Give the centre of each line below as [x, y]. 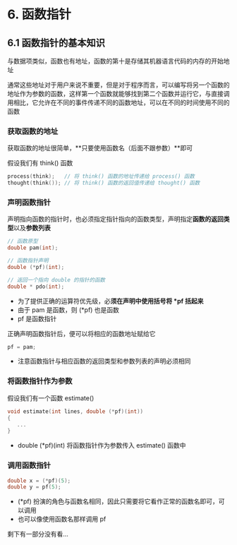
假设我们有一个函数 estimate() [51, 398]
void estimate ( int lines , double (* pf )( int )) [75, 411]
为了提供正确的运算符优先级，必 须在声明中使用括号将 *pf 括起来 [110, 301]
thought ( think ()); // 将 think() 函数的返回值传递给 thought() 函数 [104, 183]
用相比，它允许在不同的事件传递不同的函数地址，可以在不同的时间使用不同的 [119, 102]
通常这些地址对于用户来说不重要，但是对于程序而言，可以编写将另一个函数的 [119, 85]
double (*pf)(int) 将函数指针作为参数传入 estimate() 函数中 [102, 445]
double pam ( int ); [33, 248]
